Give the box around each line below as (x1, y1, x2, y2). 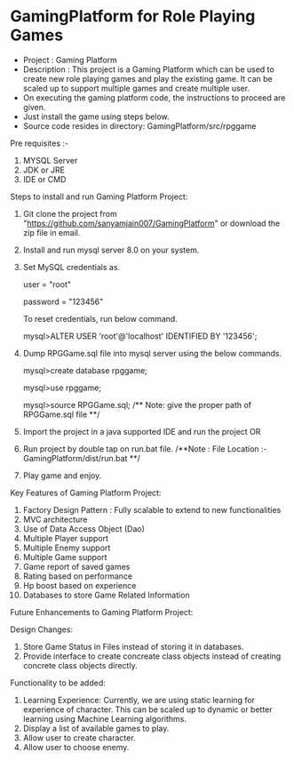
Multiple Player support (22, 533, 109, 543)
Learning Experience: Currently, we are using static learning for (22, 694, 256, 705)
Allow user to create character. (22, 732, 136, 743)
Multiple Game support (22, 551, 107, 562)
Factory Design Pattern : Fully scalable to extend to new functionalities (22, 504, 282, 515)
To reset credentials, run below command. (22, 313, 179, 324)
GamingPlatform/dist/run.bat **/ (22, 453, 141, 463)
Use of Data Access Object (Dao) (22, 523, 146, 534)
